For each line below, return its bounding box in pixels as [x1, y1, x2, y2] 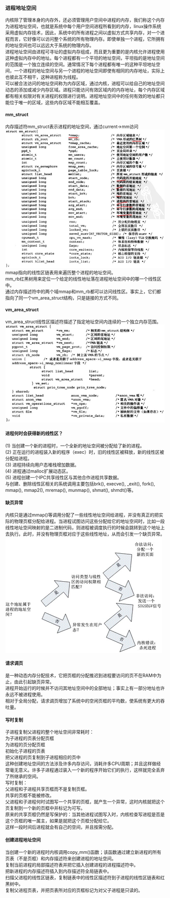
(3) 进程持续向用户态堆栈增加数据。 [5, 461, 79, 468]
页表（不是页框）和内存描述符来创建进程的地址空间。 [5, 855, 116, 861]
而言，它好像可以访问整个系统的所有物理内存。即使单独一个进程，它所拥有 [9, 36, 165, 42]
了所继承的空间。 [5, 773, 41, 780]
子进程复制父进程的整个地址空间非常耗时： [5, 729, 94, 735]
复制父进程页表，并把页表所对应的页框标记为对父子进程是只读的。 [5, 887, 143, 893]
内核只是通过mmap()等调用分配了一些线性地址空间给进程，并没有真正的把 [5, 512, 159, 518]
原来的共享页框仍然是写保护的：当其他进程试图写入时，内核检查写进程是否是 [5, 811, 165, 818]
